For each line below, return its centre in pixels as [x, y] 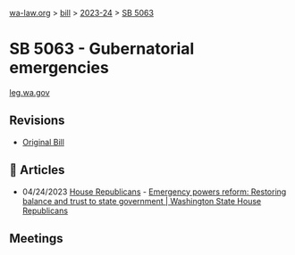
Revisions [37, 121]
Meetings [37, 239]
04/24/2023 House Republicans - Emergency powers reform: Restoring [154, 192]
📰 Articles [37, 170]
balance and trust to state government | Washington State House [142, 201]
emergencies [59, 68]
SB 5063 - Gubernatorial [102, 49]
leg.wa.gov [30, 92]
